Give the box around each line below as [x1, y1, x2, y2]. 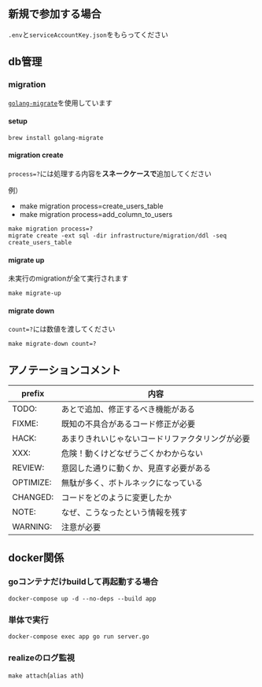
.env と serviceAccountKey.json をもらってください [8, 30, 169, 39]
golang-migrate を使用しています [8, 97, 113, 108]
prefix [21, 388, 45, 399]
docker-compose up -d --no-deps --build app [8, 594, 157, 603]
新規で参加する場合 [8, 7, 101, 21]
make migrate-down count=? [8, 340, 97, 348]
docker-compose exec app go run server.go [8, 633, 149, 641]
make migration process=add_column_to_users [19, 209, 173, 219]
